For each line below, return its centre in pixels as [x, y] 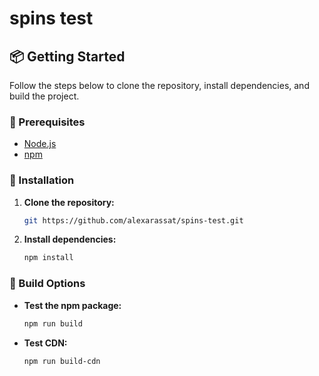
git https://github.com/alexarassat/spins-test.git [133, 220]
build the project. [44, 96]
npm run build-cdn [62, 361]
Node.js [40, 144]
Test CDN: [45, 343]
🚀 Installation [42, 180]
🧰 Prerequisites [47, 122]
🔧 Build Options [47, 284]
